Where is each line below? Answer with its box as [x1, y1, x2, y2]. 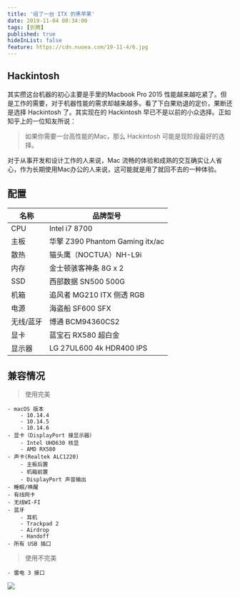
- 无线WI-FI [7, 499, 41, 506]
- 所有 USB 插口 [7, 541, 51, 548]
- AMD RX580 [20, 446, 56, 453]
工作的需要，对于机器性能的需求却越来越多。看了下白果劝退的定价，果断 [13, 99, 226, 107]
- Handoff [20, 533, 50, 540]
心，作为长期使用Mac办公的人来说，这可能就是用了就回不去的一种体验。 [7, 165, 221, 174]
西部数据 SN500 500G [49, 276, 125, 286]
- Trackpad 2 [20, 521, 59, 528]
